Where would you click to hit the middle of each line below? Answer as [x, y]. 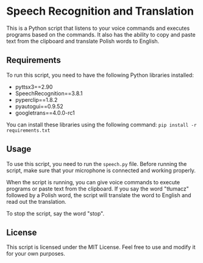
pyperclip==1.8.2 [36, 99]
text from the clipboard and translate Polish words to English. [83, 41]
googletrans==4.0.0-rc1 [45, 113]
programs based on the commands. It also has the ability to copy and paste [101, 34]
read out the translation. [37, 201]
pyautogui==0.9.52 [39, 106]
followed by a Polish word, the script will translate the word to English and [99, 195]
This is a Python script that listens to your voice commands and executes [98, 28]
